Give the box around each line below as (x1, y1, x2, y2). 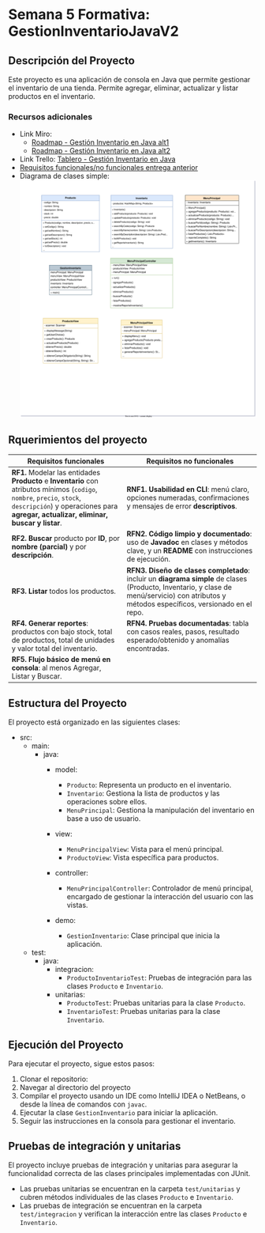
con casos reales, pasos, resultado (126, 626, 240, 636)
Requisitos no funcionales (146, 456, 234, 466)
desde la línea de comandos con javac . (19, 1099, 147, 1109)
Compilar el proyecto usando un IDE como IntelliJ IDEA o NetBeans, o (19, 1091, 246, 1101)
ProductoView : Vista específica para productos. (66, 853, 219, 863)
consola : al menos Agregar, (11, 663, 102, 673)
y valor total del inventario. (11, 643, 98, 653)
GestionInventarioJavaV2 (8, 22, 179, 40)
